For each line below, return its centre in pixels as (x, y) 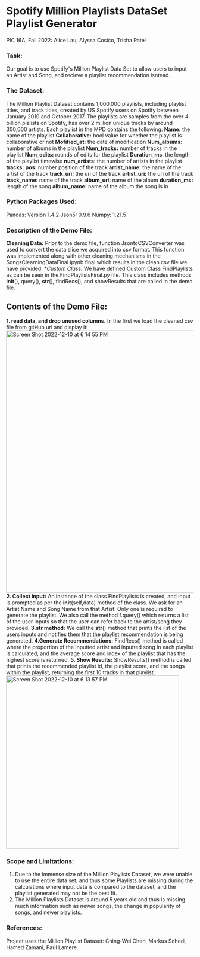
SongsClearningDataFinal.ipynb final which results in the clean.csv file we (97, 262)
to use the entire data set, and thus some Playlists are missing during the (104, 880)
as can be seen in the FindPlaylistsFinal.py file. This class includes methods (99, 275)
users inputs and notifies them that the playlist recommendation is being (95, 634)
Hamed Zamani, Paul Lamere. (42, 947)
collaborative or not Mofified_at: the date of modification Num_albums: (94, 142)
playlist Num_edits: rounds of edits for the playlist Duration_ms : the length (98, 154)
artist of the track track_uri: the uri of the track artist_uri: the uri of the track (100, 173)
